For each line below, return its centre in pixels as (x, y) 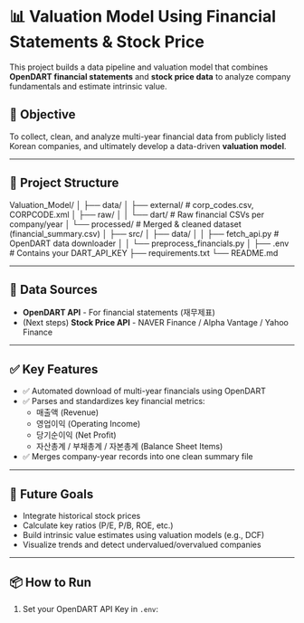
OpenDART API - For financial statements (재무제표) (119, 313)
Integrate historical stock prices (81, 516)
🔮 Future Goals (52, 494)
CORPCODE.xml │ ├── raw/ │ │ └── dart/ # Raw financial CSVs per (137, 214)
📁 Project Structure (64, 183)
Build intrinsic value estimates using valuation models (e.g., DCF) (143, 535)
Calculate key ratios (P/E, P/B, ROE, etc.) (98, 525)
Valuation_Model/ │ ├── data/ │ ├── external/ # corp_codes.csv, (132, 204)
